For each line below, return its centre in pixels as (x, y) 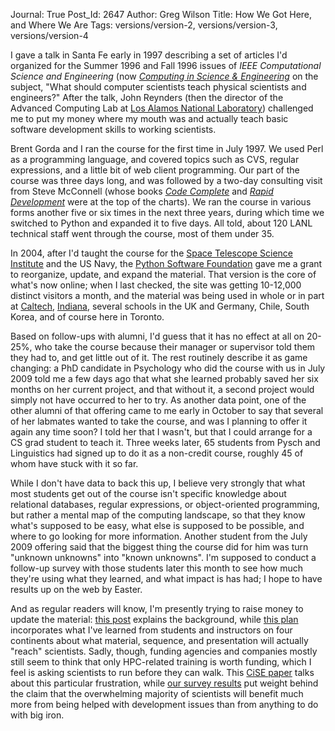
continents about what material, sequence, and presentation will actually (159, 640)
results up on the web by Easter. (76, 589)
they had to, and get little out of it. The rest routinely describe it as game (159, 357)
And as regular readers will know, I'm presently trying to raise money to (157, 608)
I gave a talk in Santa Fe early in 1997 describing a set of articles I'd (149, 55)
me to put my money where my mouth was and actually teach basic (149, 118)
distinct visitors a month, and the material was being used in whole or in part (167, 295)
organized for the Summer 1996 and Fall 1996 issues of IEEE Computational (166, 65)
